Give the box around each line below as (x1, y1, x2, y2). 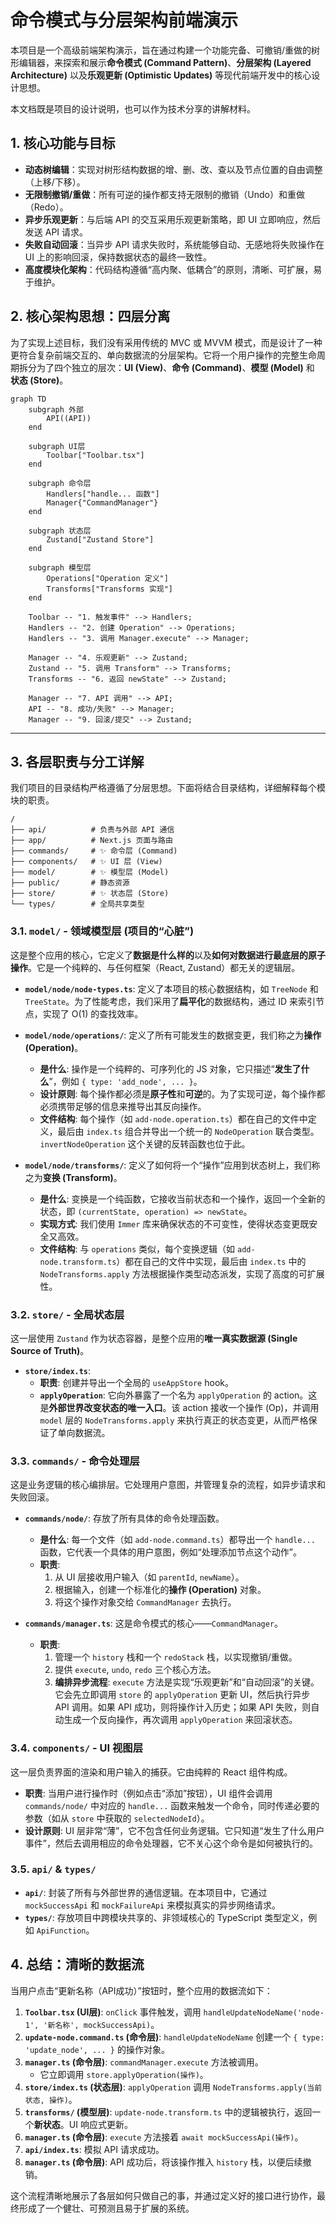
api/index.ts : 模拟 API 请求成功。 (24, 2143, 165, 2155)
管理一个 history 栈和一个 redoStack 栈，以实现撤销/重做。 (54, 1651, 298, 1663)
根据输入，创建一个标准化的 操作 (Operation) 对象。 (54, 1584, 267, 1596)
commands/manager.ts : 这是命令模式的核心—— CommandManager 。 (24, 1617, 284, 1630)
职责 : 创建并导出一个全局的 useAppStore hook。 (39, 1376, 234, 1388)
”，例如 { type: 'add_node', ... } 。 (48, 1075, 203, 1087)
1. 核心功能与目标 (10, 135, 116, 152)
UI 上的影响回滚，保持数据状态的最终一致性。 (24, 251, 212, 263)
